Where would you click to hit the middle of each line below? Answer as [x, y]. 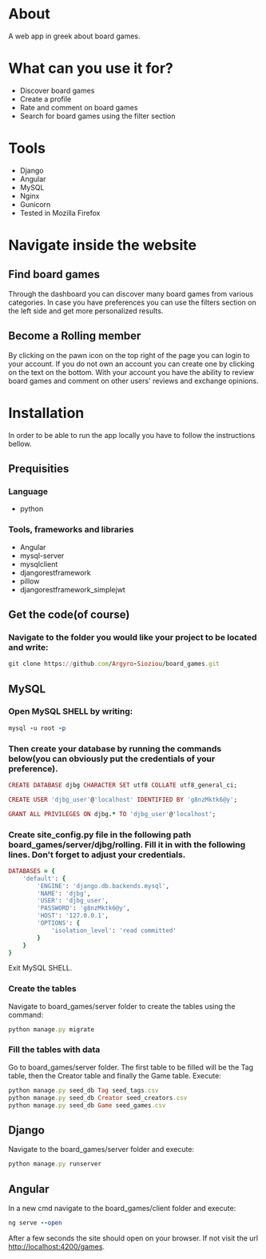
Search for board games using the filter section [97, 116]
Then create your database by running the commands [115, 748]
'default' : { [44, 879]
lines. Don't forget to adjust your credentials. [97, 855]
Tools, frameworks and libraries [71, 530]
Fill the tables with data [54, 1050]
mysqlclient [39, 564]
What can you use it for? [91, 68]
